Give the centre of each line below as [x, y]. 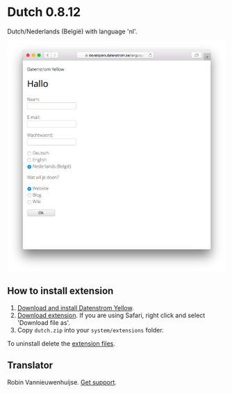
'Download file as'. [44, 322]
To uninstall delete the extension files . [61, 343]
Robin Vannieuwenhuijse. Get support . [62, 382]
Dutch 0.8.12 [44, 12]
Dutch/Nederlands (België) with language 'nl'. [72, 31]
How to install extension [60, 291]
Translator [30, 366]
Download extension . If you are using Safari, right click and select [111, 315]
